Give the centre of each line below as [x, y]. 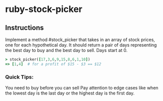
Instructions [24, 28]
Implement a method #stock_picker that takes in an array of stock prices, [80, 39]
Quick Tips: [19, 77]
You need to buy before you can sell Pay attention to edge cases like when [82, 88]
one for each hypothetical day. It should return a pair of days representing [81, 45]
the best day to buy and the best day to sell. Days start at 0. [67, 50]
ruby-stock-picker [44, 9]
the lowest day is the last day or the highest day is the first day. [70, 93]
